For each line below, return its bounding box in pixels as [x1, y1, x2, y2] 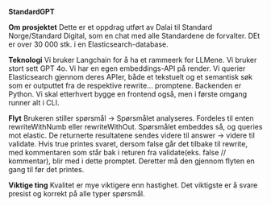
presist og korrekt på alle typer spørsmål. [8, 189, 145, 198]
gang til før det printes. [8, 165, 85, 174]
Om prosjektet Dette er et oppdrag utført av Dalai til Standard [8, 23, 213, 31]
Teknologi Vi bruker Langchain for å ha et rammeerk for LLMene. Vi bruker [8, 56, 257, 64]
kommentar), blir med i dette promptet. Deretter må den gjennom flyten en [8, 156, 256, 166]
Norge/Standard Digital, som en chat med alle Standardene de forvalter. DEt [8, 31, 261, 40]
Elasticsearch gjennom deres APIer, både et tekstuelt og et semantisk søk [8, 72, 252, 81]
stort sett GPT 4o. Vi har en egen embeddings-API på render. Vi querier [8, 64, 246, 73]
